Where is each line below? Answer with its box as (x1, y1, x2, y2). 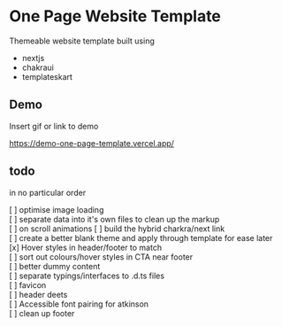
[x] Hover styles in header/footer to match (9, 242, 162, 253)
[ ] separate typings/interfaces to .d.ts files (9, 270, 165, 281)
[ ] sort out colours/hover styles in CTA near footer (9, 251, 194, 262)
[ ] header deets (9, 289, 68, 300)
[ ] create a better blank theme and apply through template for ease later (9, 232, 273, 243)
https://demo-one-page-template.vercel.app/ (9, 137, 175, 148)
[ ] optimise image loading (9, 204, 104, 214)
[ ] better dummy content (9, 261, 101, 271)
